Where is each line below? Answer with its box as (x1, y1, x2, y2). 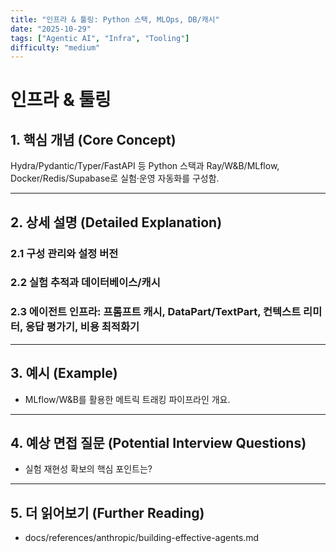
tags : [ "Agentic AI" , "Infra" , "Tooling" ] (10, 33, 190, 43)
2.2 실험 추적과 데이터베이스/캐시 (10, 276, 161, 290)
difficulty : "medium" (10, 42, 101, 53)
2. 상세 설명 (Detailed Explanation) (10, 214, 223, 231)
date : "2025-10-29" (10, 24, 92, 34)
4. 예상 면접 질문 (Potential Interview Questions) (10, 434, 307, 451)
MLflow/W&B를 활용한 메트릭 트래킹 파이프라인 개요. (24, 393, 231, 405)
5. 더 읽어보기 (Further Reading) (10, 504, 205, 521)
